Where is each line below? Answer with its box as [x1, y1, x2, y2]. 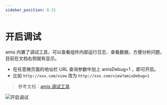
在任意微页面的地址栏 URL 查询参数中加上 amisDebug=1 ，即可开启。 [12, 66, 159, 72]
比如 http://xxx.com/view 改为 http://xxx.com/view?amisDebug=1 [12, 72, 150, 78]
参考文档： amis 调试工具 [17, 83, 70, 89]
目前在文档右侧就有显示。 [5, 55, 59, 61]
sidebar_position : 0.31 [5, 7, 56, 13]
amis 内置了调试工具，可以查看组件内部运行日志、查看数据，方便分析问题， [5, 49, 165, 55]
